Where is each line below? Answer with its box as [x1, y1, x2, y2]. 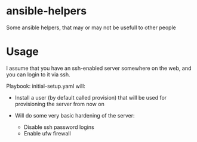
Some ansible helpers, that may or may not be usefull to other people [6, 24, 176, 31]
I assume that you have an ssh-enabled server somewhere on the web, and [6, 64, 192, 72]
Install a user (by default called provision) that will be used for [14, 94, 167, 101]
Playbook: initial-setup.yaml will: [6, 82, 85, 89]
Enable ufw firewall [23, 129, 71, 137]
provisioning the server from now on [14, 100, 104, 107]
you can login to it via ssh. [6, 70, 70, 78]
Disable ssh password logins [23, 124, 94, 131]
